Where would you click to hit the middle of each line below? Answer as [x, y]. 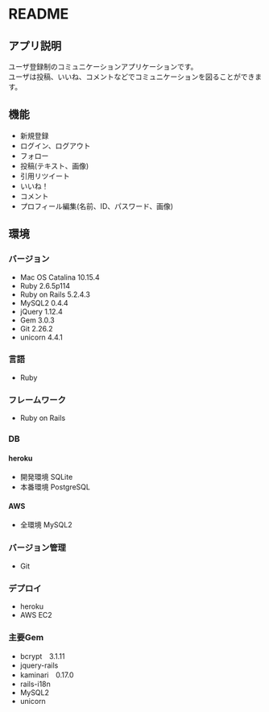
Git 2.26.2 [37, 328]
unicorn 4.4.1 [41, 337]
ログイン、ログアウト [55, 145]
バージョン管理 [37, 548]
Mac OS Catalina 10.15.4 [60, 277]
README [39, 14]
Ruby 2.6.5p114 [45, 285]
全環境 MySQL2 [46, 525]
